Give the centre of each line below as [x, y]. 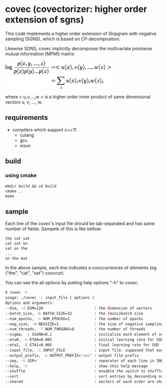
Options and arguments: [30, 303]
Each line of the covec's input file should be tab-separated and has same [80, 224]
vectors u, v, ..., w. [24, 102]
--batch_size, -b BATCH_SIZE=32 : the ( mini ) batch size [74, 313]
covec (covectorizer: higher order [76, 9]
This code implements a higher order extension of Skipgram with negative [81, 33]
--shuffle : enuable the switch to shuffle [84, 371]
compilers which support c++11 [44, 129]
